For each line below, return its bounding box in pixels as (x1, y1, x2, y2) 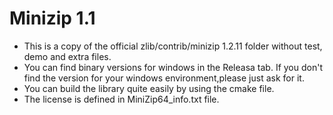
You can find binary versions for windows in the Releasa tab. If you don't (23, 61, 323, 73)
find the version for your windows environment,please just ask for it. (23, 72, 305, 84)
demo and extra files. (23, 50, 112, 62)
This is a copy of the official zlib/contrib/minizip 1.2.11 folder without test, (23, 40, 323, 52)
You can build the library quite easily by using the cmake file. (23, 82, 275, 94)
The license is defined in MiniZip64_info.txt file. (23, 93, 220, 105)
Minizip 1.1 (9, 7, 96, 30)
